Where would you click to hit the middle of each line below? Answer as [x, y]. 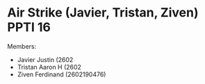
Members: [22, 46]
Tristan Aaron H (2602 [49, 67]
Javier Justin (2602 [45, 59]
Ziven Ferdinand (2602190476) [61, 74]
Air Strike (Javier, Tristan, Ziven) [103, 13]
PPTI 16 [29, 27]
